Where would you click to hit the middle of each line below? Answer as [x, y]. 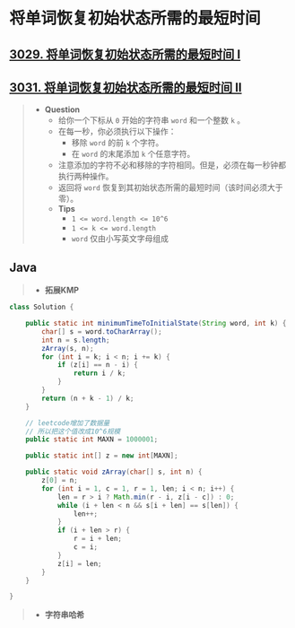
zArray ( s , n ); [68, 348]
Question [62, 109]
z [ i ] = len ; [79, 563]
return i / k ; [100, 373]
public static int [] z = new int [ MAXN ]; [102, 456]
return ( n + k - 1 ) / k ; [88, 398]
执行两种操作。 [86, 177]
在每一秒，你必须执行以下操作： [117, 132]
